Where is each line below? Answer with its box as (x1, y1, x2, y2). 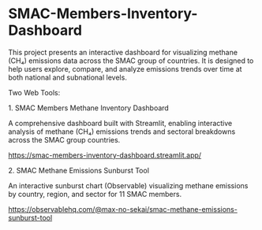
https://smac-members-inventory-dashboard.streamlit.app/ (8, 150, 202, 160)
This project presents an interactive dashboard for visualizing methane (8, 47, 238, 57)
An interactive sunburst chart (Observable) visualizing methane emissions (8, 180, 249, 190)
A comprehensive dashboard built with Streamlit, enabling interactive (8, 118, 233, 128)
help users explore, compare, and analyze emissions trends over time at (8, 64, 242, 73)
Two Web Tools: (8, 87, 61, 97)
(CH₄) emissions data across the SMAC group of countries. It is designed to (8, 56, 254, 65)
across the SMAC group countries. (8, 135, 121, 144)
